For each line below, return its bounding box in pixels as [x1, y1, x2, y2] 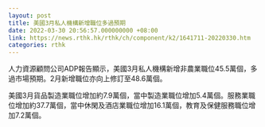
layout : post [8, 11, 52, 20]
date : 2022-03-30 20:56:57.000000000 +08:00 [8, 26, 158, 34]
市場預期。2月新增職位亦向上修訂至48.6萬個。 [14, 74, 167, 83]
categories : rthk [8, 41, 66, 49]
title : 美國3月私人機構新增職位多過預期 [8, 19, 126, 27]
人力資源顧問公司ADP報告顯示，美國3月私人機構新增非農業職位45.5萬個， [8, 64, 251, 74]
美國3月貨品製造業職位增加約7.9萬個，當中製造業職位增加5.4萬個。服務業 [8, 90, 249, 100]
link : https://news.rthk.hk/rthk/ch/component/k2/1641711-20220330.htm [8, 33, 251, 42]
